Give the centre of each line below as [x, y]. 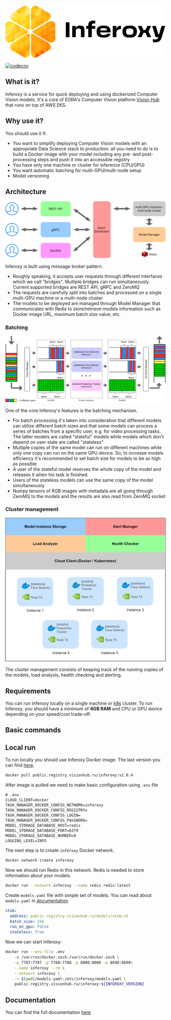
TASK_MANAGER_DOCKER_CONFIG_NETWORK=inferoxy [54, 805]
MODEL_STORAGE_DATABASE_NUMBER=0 [41, 836]
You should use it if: [26, 133]
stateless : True [27, 932]
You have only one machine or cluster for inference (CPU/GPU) [79, 165]
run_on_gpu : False [30, 927]
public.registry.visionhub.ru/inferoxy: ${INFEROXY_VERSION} [79, 984]
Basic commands [33, 730]
